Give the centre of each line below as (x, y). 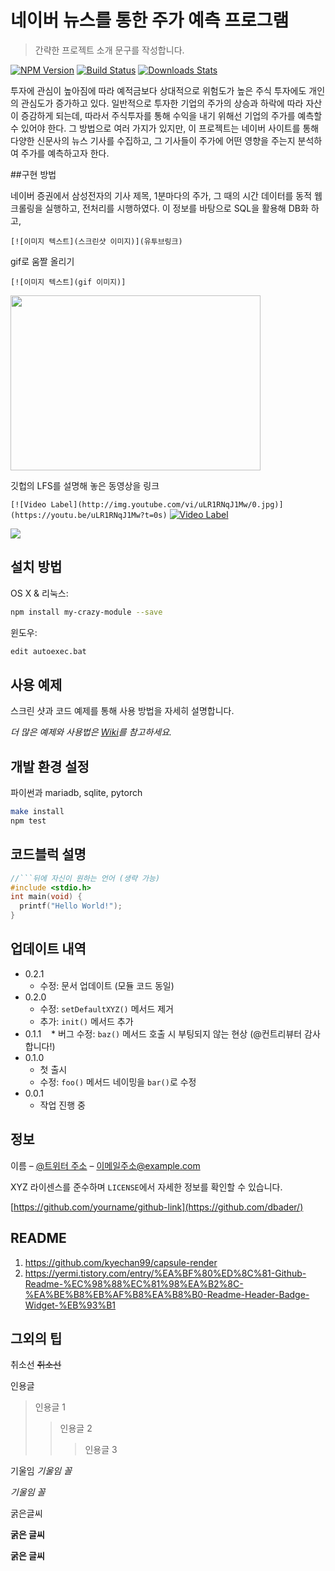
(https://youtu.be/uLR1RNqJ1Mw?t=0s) (89, 515)
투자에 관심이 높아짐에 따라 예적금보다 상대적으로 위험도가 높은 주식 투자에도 (158, 90)
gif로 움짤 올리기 (42, 261)
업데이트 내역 (48, 949)
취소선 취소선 (36, 1365)
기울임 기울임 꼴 (41, 1471)
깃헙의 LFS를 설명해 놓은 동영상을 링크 (85, 485)
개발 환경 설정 (50, 766)
